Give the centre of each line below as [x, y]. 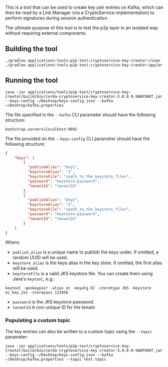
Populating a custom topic [38, 321]
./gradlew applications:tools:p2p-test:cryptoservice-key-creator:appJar [84, 65]
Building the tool [31, 49]
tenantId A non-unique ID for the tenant [54, 308]
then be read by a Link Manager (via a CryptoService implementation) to [80, 13]
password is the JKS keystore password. [53, 302]
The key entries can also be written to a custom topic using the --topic [79, 331]
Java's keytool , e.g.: [34, 279]
